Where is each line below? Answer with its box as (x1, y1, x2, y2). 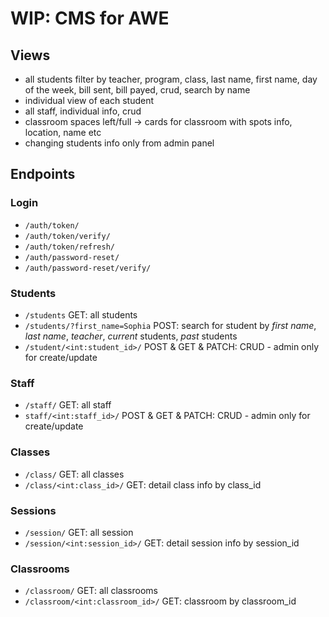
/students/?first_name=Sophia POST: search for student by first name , (24, 319, 317, 331)
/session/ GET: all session (24, 526, 134, 538)
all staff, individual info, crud (24, 105, 142, 117)
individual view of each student (24, 95, 155, 106)
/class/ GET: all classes (24, 468, 125, 480)
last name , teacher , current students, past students (24, 330, 238, 342)
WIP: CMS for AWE (10, 7, 170, 30)
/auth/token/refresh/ (24, 242, 115, 252)
